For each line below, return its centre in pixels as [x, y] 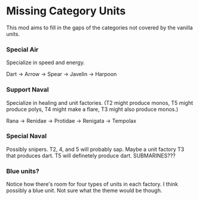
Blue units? [23, 171]
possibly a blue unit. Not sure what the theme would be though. [84, 190]
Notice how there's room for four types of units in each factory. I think [92, 184]
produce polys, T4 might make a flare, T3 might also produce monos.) [92, 109]
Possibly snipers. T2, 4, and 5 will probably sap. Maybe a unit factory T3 [95, 149]
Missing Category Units [66, 11]
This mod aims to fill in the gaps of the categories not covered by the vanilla [99, 28]
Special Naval [26, 136]
